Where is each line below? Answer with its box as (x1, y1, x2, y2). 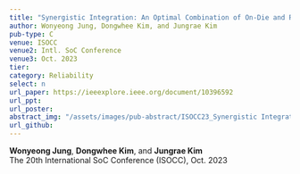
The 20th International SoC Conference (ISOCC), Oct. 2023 (9, 155, 228, 165)
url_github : (9, 121, 54, 130)
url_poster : (9, 104, 54, 113)
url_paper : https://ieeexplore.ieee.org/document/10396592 (9, 87, 234, 96)
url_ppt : (9, 95, 42, 105)
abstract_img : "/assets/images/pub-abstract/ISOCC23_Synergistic (9, 112, 257, 121)
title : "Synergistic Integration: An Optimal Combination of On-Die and (9, 12, 286, 22)
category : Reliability (9, 71, 94, 80)
